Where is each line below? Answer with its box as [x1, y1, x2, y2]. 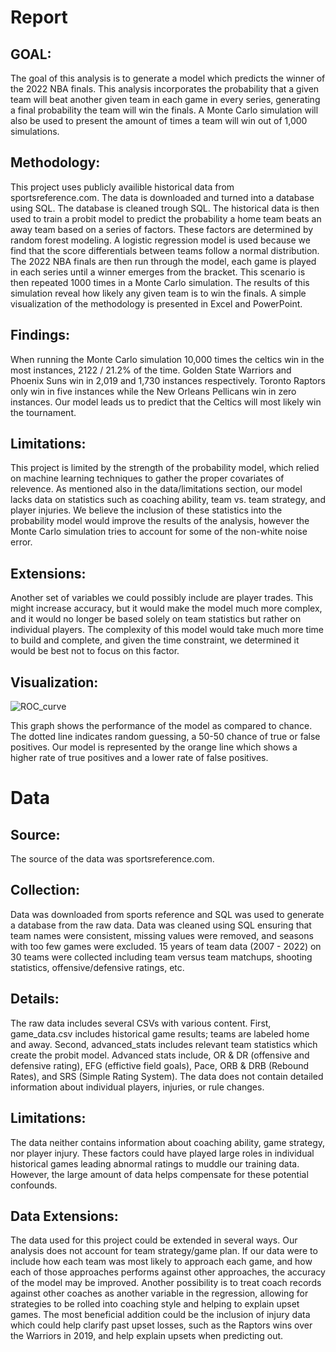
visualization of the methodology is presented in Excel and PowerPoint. [10, 297, 303, 310]
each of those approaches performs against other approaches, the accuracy [10, 1266, 326, 1278]
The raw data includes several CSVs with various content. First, [10, 1017, 272, 1029]
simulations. [10, 126, 60, 137]
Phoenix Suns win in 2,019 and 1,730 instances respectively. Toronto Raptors [10, 374, 326, 386]
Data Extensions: [10, 1207, 119, 1225]
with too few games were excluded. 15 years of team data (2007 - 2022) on [10, 940, 322, 952]
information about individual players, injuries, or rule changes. [10, 1081, 265, 1093]
